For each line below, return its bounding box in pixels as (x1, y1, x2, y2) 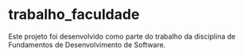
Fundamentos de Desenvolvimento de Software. (8, 39, 166, 49)
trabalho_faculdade (8, 6, 140, 24)
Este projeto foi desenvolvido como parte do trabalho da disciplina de (8, 32, 236, 41)
